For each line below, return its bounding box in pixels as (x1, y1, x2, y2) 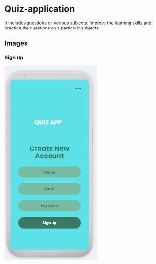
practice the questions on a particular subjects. (4, 25, 100, 30)
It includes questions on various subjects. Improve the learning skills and (4, 20, 152, 26)
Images (4, 39, 28, 48)
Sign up (4, 54, 24, 61)
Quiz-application (4, 3, 75, 15)
